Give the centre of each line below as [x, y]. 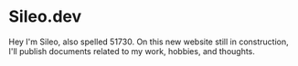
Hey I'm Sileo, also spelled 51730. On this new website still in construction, [149, 42]
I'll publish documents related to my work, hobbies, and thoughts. [132, 51]
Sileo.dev [45, 17]
